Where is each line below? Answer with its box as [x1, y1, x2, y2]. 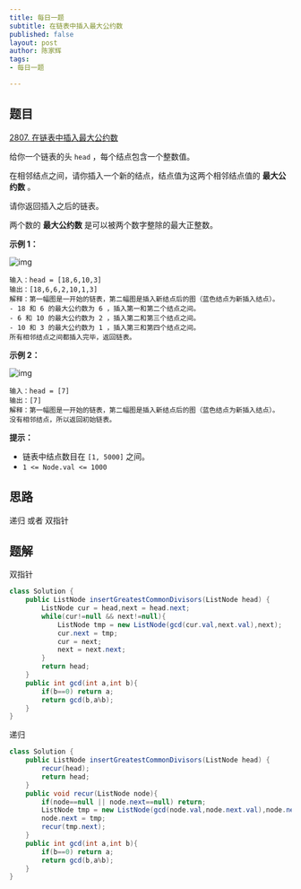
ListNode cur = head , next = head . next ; [41, 604, 191, 613]
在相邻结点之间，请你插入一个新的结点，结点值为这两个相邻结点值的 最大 [9, 170, 279, 180]
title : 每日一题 [9, 13, 64, 22]
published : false [9, 30, 74, 39]
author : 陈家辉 [9, 47, 62, 56]
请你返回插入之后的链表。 [9, 200, 104, 211]
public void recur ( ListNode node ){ [25, 789, 159, 798]
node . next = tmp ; [41, 814, 106, 824]
